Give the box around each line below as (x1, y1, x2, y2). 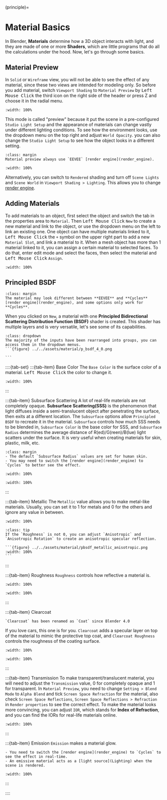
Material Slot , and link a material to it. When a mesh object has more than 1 (5, 239, 161, 245)
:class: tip (5, 528, 30, 533)
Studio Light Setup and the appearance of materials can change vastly (5, 121, 152, 127)
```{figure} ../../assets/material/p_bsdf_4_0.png (5, 347, 112, 352)
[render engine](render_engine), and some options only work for (5, 300, 143, 305)
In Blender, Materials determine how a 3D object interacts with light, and (5, 38, 154, 44)
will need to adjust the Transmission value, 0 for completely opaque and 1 (5, 680, 155, 686)
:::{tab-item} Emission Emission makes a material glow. (5, 740, 117, 746)
